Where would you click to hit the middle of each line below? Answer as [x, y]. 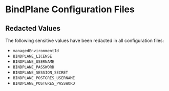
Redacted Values [33, 28]
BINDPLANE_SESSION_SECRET [40, 73]
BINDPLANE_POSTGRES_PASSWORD [44, 83]
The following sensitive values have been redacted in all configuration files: [85, 40]
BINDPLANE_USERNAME [34, 62]
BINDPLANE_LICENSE [32, 56]
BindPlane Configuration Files [70, 9]
